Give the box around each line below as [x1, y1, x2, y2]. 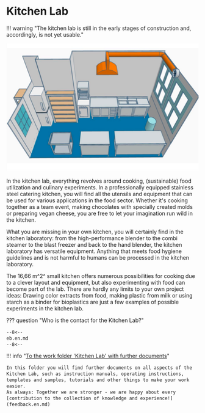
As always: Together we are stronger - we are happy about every [6, 389, 176, 395]
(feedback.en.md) [6, 401, 51, 408]
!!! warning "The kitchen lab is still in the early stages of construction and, [6, 24, 192, 32]
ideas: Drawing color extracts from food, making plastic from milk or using [6, 291, 193, 299]
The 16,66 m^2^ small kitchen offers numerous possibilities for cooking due [6, 272, 195, 279]
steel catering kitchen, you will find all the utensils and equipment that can [6, 190, 193, 197]
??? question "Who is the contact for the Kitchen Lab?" [6, 316, 145, 324]
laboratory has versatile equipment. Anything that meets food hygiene [6, 247, 182, 255]
